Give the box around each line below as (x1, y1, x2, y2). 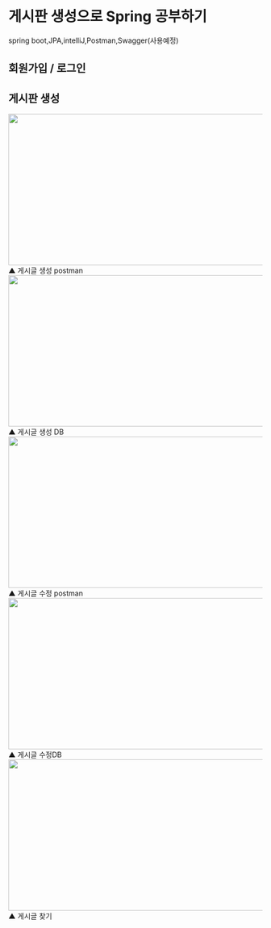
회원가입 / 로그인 (8, 61, 86, 75)
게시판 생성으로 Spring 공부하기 (8, 7, 207, 26)
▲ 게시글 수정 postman (8, 588, 83, 598)
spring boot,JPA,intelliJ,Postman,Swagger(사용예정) (8, 36, 179, 45)
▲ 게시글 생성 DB (8, 427, 65, 437)
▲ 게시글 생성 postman (8, 265, 83, 275)
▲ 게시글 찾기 (8, 911, 52, 921)
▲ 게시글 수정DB (8, 750, 62, 759)
